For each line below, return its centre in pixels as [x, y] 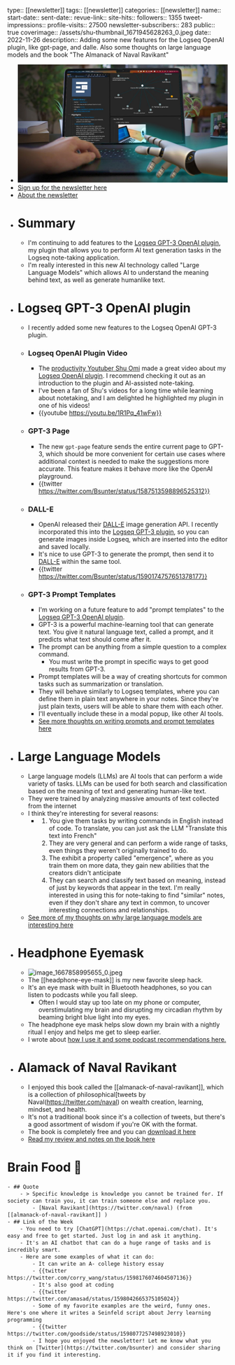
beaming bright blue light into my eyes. [94, 1017]
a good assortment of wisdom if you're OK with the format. [113, 1124]
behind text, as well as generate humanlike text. [97, 280]
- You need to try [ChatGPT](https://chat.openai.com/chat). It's [119, 1229]
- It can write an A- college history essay [98, 1264]
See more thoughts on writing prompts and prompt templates [126, 721]
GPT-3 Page [49, 431]
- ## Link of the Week [40, 1222]
